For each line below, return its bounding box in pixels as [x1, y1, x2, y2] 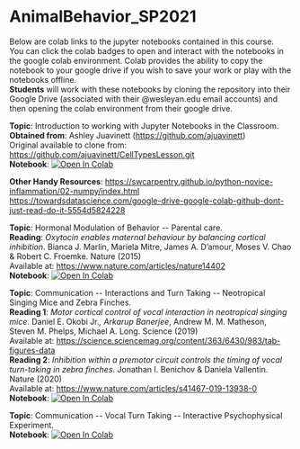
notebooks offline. [9, 74, 77, 85]
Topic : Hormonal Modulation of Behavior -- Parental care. [9, 222, 223, 233]
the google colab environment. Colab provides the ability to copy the [9, 55, 263, 66]
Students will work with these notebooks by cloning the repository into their [9, 84, 291, 94]
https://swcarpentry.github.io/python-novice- [104, 175, 274, 186]
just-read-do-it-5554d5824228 [9, 204, 126, 215]
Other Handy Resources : [9, 175, 103, 186]
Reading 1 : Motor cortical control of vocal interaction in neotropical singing [9, 306, 287, 317]
